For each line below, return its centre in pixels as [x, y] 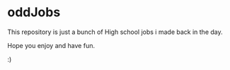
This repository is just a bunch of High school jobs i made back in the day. [115, 32]
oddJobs [34, 12]
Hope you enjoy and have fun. [51, 45]
